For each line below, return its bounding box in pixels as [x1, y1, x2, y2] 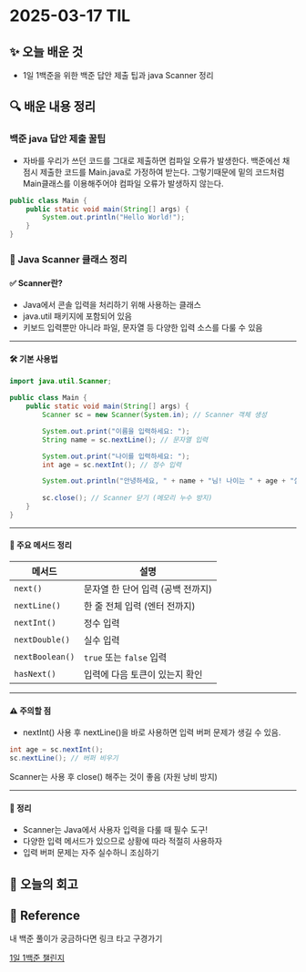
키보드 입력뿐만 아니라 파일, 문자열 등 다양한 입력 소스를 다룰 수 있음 [22, 322, 263, 333]
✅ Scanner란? [9, 277, 64, 288]
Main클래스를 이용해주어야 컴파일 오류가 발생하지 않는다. [22, 178, 224, 189]
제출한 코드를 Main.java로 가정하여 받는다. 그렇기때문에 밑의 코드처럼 [39, 166, 285, 178]
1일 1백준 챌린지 [9, 953, 66, 964]
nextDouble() [14, 634, 71, 645]
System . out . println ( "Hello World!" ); [42, 213, 185, 222]
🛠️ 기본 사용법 [9, 353, 58, 364]
